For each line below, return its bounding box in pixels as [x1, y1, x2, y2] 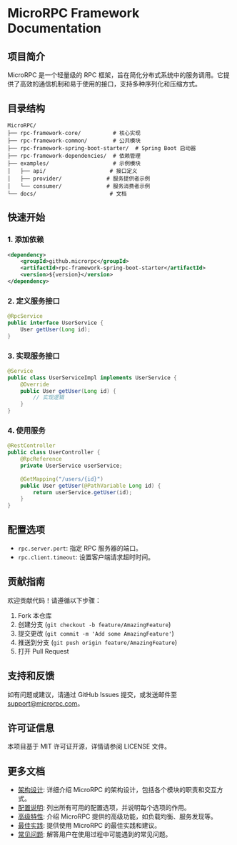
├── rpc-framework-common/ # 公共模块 [7, 137, 141, 144]
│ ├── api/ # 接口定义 [7, 167, 138, 174]
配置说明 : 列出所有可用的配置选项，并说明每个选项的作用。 [17, 804, 191, 812]
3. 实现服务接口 [7, 351, 61, 361]
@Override [20, 381, 50, 388]
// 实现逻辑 [33, 394, 64, 401]
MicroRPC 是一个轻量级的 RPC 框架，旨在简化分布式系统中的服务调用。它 [7, 71, 223, 79]
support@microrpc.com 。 [7, 699, 84, 708]
